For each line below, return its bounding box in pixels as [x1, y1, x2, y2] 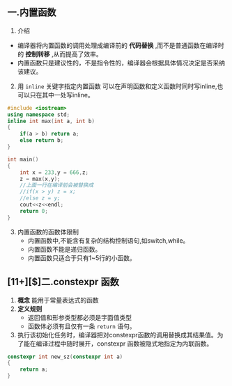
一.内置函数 [7, 6, 57, 19]
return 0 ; [20, 207, 49, 214]
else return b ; [20, 137, 64, 144]
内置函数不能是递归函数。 [27, 245, 102, 253]
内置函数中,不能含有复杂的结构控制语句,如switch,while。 [27, 236, 190, 245]
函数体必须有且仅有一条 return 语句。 [27, 322, 136, 330]
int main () [7, 156, 39, 163]
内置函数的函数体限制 [17, 227, 79, 236]
